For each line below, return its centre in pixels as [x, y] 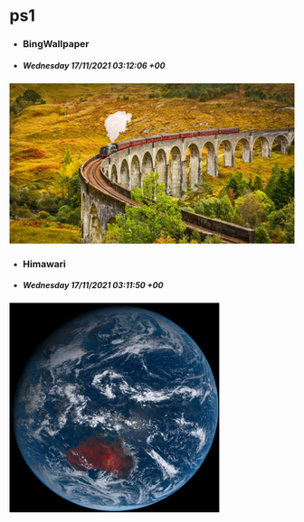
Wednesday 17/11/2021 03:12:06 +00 [94, 65]
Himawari [44, 264]
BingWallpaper [56, 44]
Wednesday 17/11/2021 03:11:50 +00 [93, 285]
